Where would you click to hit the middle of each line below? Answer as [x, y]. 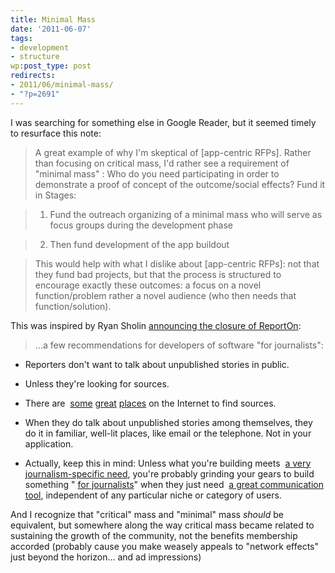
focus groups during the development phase [141, 225]
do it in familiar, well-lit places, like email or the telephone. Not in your [168, 433]
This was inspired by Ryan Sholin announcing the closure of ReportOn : [156, 325]
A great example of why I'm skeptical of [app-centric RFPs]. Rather [173, 152]
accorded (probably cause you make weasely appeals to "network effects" [164, 546]
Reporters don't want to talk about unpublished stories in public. [157, 364]
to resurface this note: [56, 133]
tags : [21, 38]
